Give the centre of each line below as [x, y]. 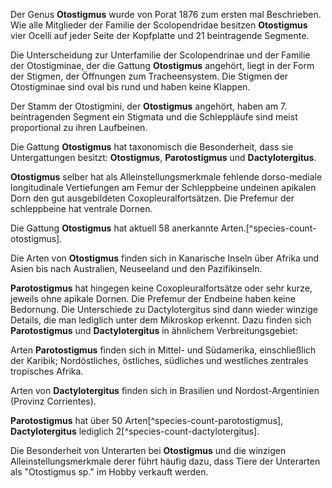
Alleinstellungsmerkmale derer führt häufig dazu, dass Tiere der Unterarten [165, 461]
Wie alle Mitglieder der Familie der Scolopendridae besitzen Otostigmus [159, 25]
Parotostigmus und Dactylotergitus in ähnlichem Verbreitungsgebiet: [154, 330]
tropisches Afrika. [47, 371]
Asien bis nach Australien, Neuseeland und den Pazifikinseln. [136, 268]
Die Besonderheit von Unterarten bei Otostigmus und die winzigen [148, 450]
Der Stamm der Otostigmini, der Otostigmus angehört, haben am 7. [149, 106]
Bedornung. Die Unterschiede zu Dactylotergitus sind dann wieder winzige [164, 309]
